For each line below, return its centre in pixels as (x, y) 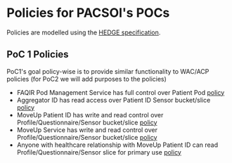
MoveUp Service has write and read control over (87, 130)
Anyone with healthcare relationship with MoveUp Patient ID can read (117, 145)
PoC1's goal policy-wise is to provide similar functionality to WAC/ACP (108, 71)
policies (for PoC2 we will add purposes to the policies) (86, 79)
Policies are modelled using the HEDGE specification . (84, 32)
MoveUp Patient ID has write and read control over (90, 115)
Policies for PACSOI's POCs (88, 13)
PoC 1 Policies (38, 54)
